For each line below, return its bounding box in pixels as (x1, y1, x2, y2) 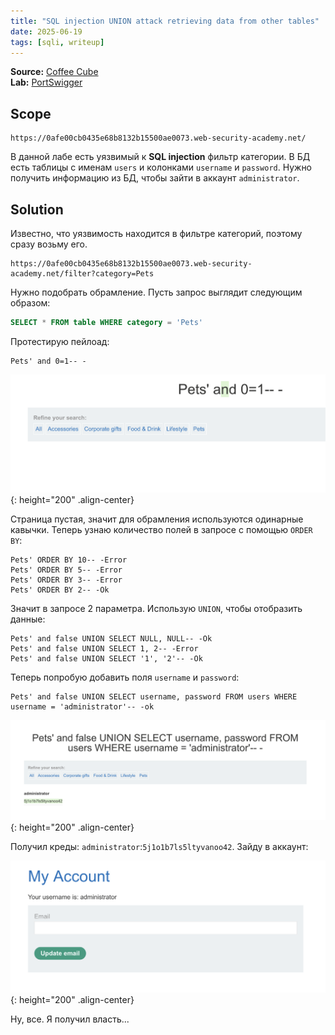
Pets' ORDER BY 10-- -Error (10, 555, 128, 565)
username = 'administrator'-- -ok (10, 702, 155, 712)
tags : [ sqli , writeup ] (10, 37, 105, 47)
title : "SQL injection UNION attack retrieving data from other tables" (10, 16, 320, 26)
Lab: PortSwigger (10, 76, 83, 89)
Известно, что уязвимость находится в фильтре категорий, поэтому (10, 228, 303, 239)
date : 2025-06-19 (10, 26, 83, 37)
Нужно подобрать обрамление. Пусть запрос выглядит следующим (10, 286, 303, 298)
